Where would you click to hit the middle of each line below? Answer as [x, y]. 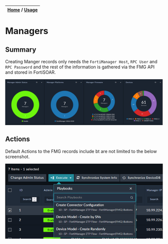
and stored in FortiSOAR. [30, 72]
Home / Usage [22, 10]
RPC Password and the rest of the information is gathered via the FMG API [80, 67]
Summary [21, 49]
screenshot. [17, 157]
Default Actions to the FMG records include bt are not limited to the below [81, 151]
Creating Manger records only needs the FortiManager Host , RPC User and [81, 62]
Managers [27, 31]
